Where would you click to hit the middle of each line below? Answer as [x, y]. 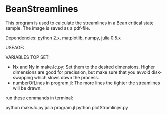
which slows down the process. [66, 77]
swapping [23, 77]
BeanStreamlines [42, 9]
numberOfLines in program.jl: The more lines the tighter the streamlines [86, 83]
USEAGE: [15, 47]
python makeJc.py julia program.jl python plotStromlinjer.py [67, 107]
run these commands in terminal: [39, 98]
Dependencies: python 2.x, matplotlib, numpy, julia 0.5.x [63, 38]
